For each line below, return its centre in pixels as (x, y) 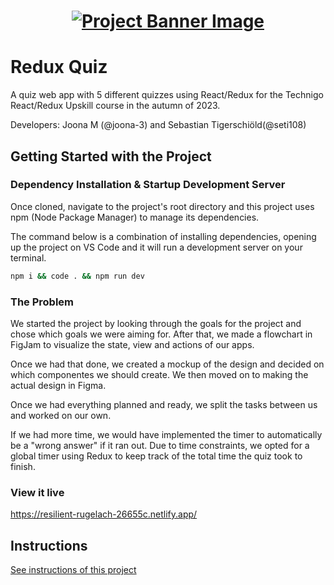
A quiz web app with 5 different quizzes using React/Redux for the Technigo (167, 95)
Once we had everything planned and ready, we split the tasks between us (164, 404)
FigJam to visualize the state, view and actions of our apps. (132, 344)
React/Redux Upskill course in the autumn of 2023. (115, 106)
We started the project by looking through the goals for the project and (156, 323)
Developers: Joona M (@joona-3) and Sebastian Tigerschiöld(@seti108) (158, 125)
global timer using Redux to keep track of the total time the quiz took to (156, 456)
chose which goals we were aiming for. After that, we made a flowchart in (161, 334)
